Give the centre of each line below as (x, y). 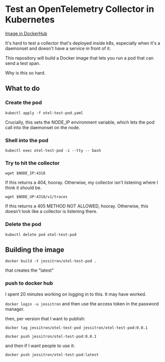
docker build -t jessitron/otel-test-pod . (51, 261)
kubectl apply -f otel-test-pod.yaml (44, 113)
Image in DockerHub (26, 33)
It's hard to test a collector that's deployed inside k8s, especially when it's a (83, 43)
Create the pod (24, 103)
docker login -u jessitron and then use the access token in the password (82, 303)
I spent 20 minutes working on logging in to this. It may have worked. (76, 294)
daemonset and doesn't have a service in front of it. (58, 48)
